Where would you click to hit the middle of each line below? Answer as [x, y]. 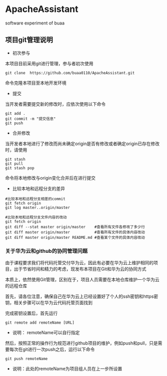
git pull [14, 164]
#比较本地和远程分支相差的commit [35, 199]
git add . [15, 113]
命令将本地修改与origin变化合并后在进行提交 [50, 178]
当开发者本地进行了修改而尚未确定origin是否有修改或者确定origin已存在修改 [82, 144]
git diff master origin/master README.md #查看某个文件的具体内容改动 [75, 237]
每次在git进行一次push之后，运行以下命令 [52, 350]
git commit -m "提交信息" [31, 119]
